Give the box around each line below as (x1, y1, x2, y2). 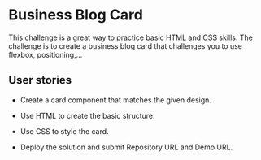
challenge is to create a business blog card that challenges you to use (8, 41, 242, 50)
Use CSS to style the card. (20, 126, 109, 136)
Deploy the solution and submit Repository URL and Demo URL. (20, 142, 233, 152)
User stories (8, 73, 72, 87)
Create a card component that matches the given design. (20, 95, 211, 105)
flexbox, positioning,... (8, 50, 83, 59)
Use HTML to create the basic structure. (20, 110, 156, 120)
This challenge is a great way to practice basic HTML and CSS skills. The (8, 32, 254, 42)
